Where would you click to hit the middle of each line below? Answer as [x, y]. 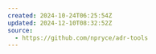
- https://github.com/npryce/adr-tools [82, 38]
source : [21, 30]
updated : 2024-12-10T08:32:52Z [60, 23]
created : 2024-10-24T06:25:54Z [60, 15]
